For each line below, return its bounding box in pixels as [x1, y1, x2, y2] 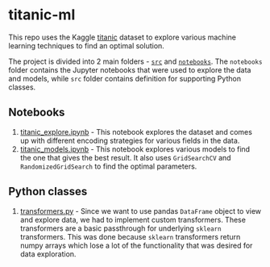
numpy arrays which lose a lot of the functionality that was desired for [19, 240, 253, 250]
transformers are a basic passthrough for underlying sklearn [19, 223, 222, 233]
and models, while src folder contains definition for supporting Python [8, 73, 242, 83]
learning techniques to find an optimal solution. [8, 40, 165, 50]
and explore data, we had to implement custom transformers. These [19, 215, 246, 224]
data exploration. [19, 248, 77, 259]
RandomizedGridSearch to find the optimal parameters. [19, 161, 197, 171]
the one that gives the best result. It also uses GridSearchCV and [19, 152, 231, 162]
